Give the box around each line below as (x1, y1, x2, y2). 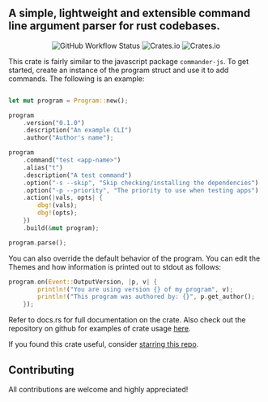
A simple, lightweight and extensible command (8, 6, 251, 20)
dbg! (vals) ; (37, 201, 79, 210)
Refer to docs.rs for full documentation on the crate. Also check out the (8, 315, 246, 325)
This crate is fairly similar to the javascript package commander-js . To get (8, 56, 249, 66)
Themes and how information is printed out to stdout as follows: (8, 262, 221, 271)
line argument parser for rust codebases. (8, 19, 220, 33)
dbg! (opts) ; (37, 209, 79, 218)
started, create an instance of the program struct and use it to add (8, 65, 229, 75)
